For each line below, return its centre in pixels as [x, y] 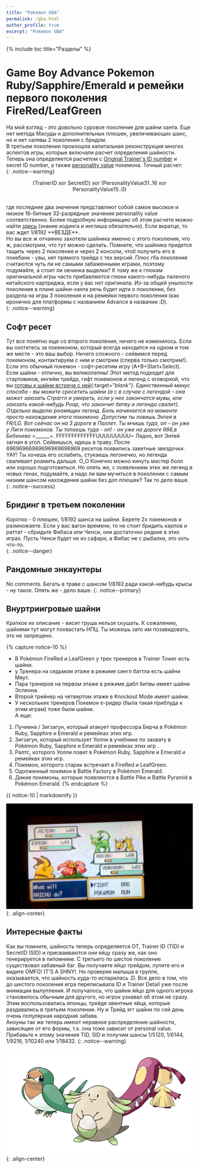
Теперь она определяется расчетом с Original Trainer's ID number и [92, 159]
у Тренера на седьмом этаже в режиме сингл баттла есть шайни [97, 671]
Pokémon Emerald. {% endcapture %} [61, 784]
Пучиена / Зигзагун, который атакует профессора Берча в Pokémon [101, 727]
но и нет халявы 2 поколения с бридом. [56, 140]
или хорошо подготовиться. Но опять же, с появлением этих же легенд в [99, 467]
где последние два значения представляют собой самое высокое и [92, 207]
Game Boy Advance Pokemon [81, 73]
